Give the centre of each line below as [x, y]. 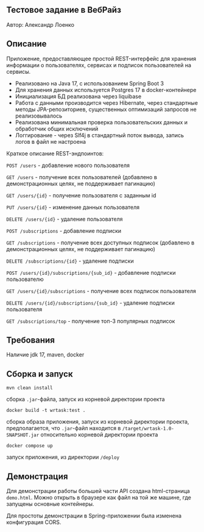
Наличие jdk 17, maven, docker [45, 355]
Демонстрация [37, 476]
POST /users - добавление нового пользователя [68, 165]
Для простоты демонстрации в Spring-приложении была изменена [94, 516]
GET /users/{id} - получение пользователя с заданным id [81, 195]
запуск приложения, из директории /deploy [63, 457]
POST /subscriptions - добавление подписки [64, 230]
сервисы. [19, 71]
